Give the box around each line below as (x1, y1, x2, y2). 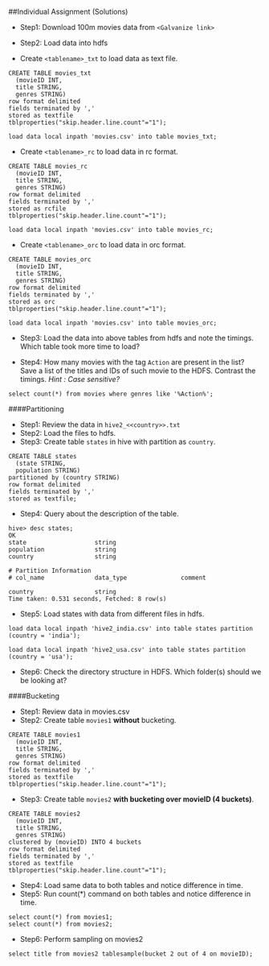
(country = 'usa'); (8, 653, 74, 661)
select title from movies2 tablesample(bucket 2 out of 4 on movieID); (8, 950, 253, 958)
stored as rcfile (8, 205, 67, 213)
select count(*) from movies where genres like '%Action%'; (8, 390, 214, 398)
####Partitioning (8, 404, 64, 413)
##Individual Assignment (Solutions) (8, 7, 128, 16)
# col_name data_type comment (8, 574, 206, 582)
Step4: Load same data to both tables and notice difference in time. (19, 881, 243, 889)
